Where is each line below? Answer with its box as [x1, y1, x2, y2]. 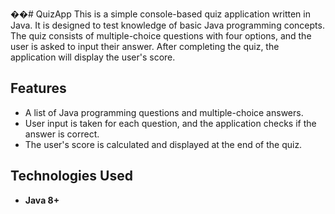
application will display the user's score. [10, 51, 176, 63]
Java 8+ [24, 194, 60, 206]
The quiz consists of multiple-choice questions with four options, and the [10, 30, 312, 42]
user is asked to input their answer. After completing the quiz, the [10, 41, 280, 52]
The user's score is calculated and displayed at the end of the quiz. [24, 138, 303, 150]
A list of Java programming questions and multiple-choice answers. [24, 106, 304, 118]
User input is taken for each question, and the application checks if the [24, 117, 317, 129]
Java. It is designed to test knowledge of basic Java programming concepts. [10, 19, 325, 31]
